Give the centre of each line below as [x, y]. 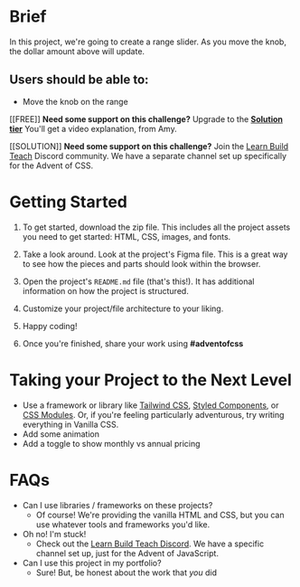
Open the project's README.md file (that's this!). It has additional [138, 281]
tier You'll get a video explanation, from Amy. [94, 128]
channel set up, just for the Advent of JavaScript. [127, 553]
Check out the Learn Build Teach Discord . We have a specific [150, 544]
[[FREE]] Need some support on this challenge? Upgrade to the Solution [146, 118]
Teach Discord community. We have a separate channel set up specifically [148, 156]
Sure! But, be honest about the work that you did [126, 573]
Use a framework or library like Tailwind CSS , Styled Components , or [150, 405]
